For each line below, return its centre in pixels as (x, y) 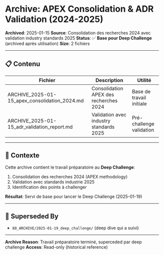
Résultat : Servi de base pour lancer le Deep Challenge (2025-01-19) (74, 196)
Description (109, 80)
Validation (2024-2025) (54, 19)
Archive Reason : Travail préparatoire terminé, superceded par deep (73, 242)
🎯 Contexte (22, 155)
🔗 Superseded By (32, 216)
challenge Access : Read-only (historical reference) (57, 247)
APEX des (103, 95)
